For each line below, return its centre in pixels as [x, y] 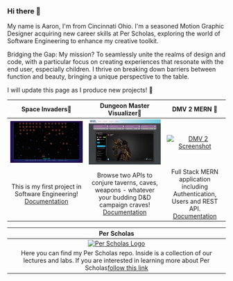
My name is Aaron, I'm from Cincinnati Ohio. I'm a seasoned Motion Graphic [115, 26]
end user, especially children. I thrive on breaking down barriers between [112, 70]
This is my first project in [46, 186]
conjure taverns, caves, [124, 183]
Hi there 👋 [24, 11]
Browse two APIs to [124, 175]
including [195, 186]
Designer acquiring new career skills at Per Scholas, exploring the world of [114, 33]
